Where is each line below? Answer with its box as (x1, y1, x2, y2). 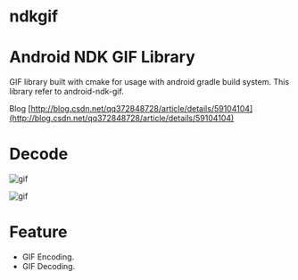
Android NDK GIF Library (9, 47, 196, 68)
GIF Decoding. (21, 261, 76, 271)
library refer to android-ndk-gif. (9, 86, 125, 97)
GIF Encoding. (21, 251, 75, 262)
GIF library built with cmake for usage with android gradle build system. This (9, 77, 290, 87)
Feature (9, 222, 68, 243)
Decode (9, 144, 69, 164)
